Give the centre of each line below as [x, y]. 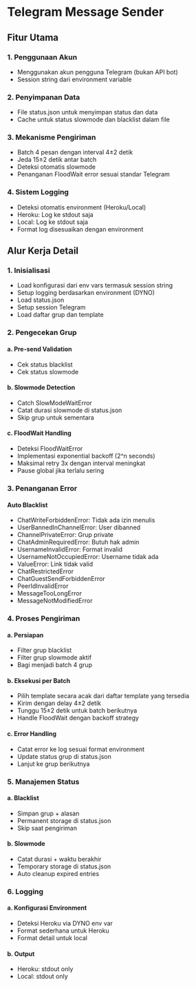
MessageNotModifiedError [55, 601]
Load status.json [41, 300]
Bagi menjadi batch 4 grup [55, 665]
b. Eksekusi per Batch [39, 680]
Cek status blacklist [45, 364]
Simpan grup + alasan [48, 813]
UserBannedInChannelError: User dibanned [79, 527]
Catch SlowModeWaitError [55, 403]
